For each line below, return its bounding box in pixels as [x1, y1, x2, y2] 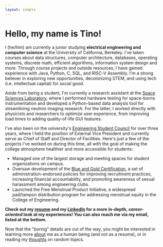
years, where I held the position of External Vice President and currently [5, 130, 149, 136]
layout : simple [5, 7, 36, 12]
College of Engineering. [12, 197, 60, 203]
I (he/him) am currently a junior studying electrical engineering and [5, 44, 141, 50]
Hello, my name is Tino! [5, 28, 102, 39]
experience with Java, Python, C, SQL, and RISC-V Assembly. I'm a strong [5, 70, 154, 76]
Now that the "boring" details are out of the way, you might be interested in [5, 226, 156, 232]
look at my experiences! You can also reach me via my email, [23, 211, 149, 217]
